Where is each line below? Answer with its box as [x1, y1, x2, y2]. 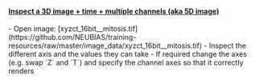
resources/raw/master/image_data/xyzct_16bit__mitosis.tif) [8, 41, 203, 51]
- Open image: [8, 24, 56, 33]
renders [8, 66, 35, 76]
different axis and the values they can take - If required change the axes [8, 49, 248, 59]
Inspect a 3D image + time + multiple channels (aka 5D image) [8, 6, 220, 16]
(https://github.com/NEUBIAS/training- [8, 33, 137, 42]
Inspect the [208, 41, 247, 51]
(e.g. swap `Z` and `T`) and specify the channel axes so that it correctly [8, 58, 244, 68]
